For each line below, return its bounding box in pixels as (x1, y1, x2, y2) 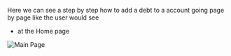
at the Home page (17, 27, 70, 35)
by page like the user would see (7, 13, 99, 22)
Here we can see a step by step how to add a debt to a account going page (7, 6, 225, 14)
